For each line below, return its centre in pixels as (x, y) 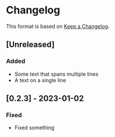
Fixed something (34, 128)
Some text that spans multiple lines (56, 74)
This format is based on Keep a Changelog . (58, 26)
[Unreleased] (30, 45)
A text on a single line (40, 80)
